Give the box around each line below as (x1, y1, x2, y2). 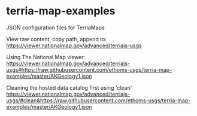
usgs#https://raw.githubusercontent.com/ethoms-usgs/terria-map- (6, 66, 172, 73)
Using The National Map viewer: (6, 53, 86, 60)
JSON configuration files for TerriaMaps (6, 24, 105, 31)
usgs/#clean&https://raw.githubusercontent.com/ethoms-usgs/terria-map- (6, 97, 191, 104)
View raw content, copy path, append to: (6, 35, 107, 42)
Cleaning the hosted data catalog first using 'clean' (6, 84, 132, 91)
